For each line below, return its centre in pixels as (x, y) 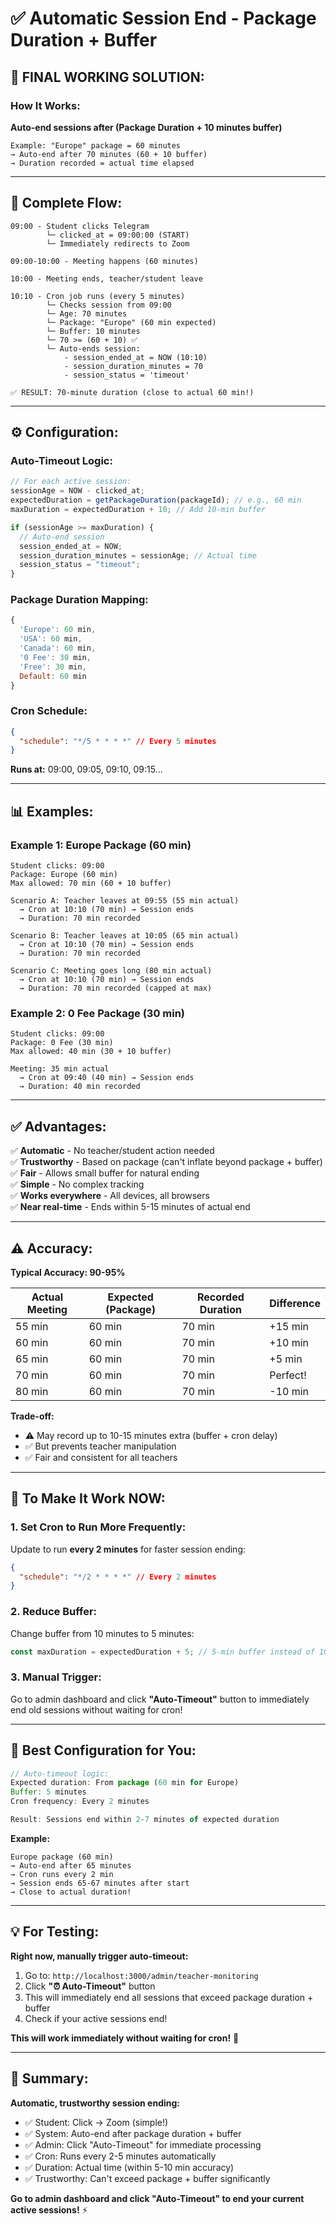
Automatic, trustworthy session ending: (95, 2103)
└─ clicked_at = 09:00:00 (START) (118, 235)
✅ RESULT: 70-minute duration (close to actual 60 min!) (132, 392)
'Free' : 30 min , (53, 667)
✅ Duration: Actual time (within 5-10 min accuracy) (129, 2167)
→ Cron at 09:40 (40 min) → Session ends (107, 1078)
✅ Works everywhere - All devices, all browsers (110, 1196)
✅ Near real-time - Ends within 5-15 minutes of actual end (130, 1207)
